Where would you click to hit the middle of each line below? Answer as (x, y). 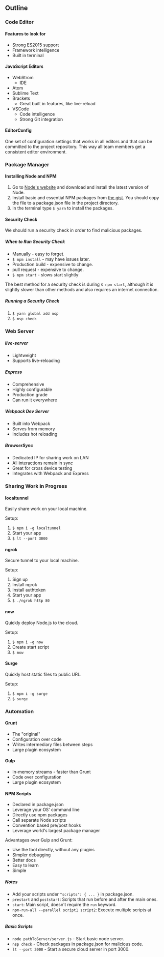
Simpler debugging (31, 855)
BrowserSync (19, 445)
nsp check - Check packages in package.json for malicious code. (78, 944)
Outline (16, 8)
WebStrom (23, 77)
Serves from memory (34, 429)
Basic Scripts (19, 926)
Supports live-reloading (36, 360)
